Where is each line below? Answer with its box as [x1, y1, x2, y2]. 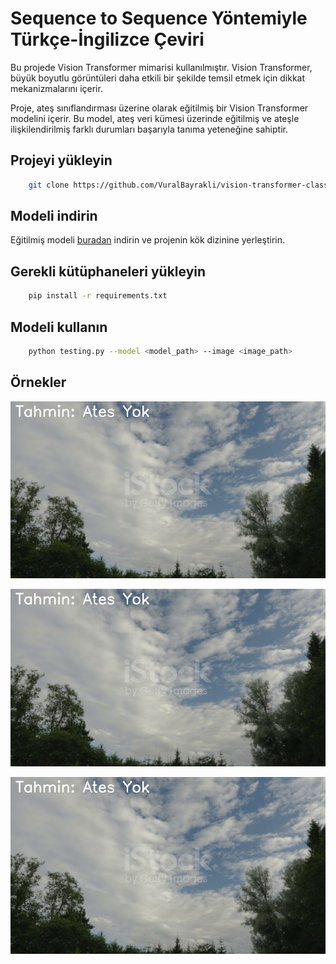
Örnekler [10, 374, 67, 391]
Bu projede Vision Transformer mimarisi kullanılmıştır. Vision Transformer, [10, 61, 313, 73]
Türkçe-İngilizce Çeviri [10, 28, 205, 51]
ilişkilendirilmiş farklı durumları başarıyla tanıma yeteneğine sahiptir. [10, 123, 288, 135]
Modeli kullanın [10, 318, 108, 336]
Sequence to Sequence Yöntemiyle [10, 7, 308, 30]
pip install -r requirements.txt [28, 291, 168, 301]
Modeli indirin [10, 208, 98, 225]
